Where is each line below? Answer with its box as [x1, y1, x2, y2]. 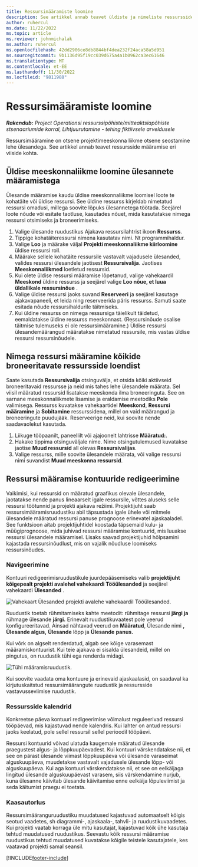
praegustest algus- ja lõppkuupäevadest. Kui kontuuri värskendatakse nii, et [6, 746, 191, 753]
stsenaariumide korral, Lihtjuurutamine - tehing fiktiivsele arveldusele [6, 126, 175, 133]
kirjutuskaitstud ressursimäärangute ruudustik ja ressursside [6, 681, 153, 688]
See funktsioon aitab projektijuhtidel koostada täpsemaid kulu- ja [6, 521, 164, 528]
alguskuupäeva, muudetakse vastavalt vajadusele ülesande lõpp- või [6, 758, 174, 766]
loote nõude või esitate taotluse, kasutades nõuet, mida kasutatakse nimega [6, 210, 190, 217]
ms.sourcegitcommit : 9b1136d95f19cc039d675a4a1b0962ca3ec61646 [6, 52, 165, 58]
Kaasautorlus [6, 799, 46, 807]
